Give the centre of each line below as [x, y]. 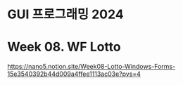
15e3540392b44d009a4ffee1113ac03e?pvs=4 [74, 74]
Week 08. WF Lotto [64, 47]
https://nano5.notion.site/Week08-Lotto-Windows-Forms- [91, 67]
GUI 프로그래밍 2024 [66, 14]
